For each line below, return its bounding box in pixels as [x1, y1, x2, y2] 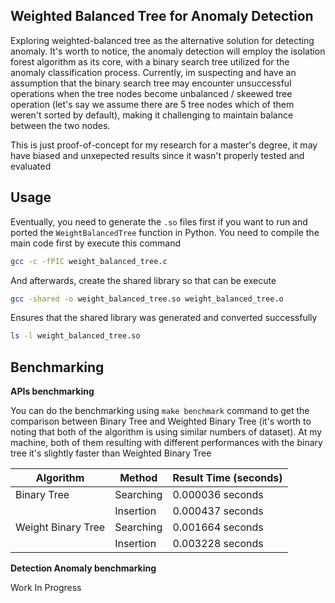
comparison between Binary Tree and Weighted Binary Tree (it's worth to [10, 415, 312, 428]
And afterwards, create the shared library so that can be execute [10, 274, 277, 286]
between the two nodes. [10, 119, 111, 131]
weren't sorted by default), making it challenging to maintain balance [10, 109, 294, 121]
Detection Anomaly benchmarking [10, 562, 157, 574]
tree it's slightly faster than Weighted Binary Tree [10, 447, 212, 459]
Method [119, 471, 158, 485]
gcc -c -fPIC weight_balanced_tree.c [10, 256, 168, 266]
